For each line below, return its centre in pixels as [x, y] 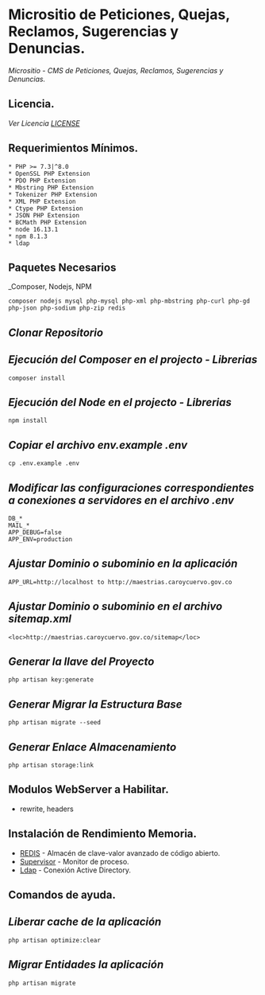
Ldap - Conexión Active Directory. [75, 870]
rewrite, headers [46, 809]
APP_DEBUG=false [35, 533]
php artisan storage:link [51, 766]
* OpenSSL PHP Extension [49, 174]
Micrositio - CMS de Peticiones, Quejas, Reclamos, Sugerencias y [116, 70]
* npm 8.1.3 [28, 236]
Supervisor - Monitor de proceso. [74, 861]
